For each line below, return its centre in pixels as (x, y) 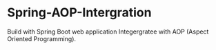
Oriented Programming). (42, 38)
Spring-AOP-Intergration (79, 13)
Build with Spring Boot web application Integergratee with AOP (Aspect (108, 32)
